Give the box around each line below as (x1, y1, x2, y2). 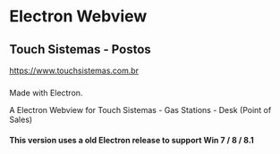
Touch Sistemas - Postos (9, 42, 152, 57)
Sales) (9, 114, 33, 125)
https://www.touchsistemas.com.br (9, 65, 140, 76)
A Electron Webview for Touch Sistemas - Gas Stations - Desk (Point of (9, 104, 272, 115)
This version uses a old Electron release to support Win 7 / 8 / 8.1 (9, 134, 255, 145)
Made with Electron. (9, 87, 83, 98)
